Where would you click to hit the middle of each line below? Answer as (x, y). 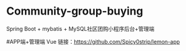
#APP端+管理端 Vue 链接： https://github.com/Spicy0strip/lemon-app (93, 41)
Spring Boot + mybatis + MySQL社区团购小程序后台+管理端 (81, 29)
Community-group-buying (75, 11)
